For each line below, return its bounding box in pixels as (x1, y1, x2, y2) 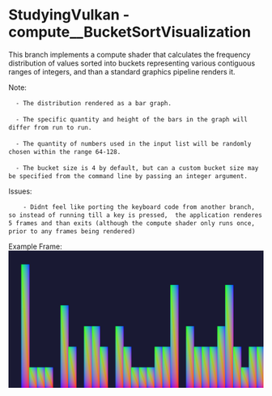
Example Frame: (8, 241, 62, 251)
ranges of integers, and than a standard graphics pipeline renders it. (8, 66, 236, 76)
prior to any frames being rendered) (8, 227, 136, 236)
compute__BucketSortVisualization (8, 23, 251, 41)
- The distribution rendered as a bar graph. (15, 99, 172, 107)
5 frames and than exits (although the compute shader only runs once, (8, 219, 255, 228)
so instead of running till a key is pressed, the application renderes (8, 211, 263, 219)
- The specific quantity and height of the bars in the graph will (15, 115, 249, 123)
